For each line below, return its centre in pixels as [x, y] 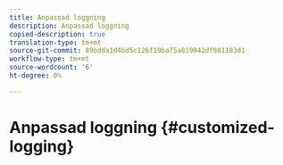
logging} [42, 146]
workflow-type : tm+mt [50, 59]
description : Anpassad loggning [69, 26]
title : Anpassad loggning [57, 17]
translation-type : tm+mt [55, 42]
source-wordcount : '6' [51, 68]
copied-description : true [57, 34]
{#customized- [217, 127]
